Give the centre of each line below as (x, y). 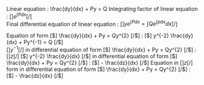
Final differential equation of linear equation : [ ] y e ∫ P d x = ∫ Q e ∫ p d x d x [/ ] (92, 23)
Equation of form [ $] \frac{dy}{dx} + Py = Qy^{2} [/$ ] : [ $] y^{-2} (88, 35)
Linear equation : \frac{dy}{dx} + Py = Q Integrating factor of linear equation (102, 9)
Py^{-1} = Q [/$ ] (43, 42)
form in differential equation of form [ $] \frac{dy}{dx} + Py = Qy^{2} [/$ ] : (99, 69)
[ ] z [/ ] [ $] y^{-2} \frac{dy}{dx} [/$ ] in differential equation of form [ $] (92, 56)
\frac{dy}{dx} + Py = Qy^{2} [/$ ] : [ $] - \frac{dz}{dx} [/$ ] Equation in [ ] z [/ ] (100, 62)
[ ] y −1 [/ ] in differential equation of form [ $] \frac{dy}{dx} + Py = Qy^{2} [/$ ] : (101, 49)
